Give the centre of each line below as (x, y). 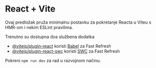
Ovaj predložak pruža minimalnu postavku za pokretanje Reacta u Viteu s (78, 22)
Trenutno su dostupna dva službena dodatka (50, 37)
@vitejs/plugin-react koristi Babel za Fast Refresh (61, 46)
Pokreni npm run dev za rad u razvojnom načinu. (53, 60)
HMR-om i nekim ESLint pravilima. (39, 27)
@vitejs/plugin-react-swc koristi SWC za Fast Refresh (66, 51)
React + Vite (30, 9)
